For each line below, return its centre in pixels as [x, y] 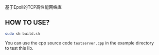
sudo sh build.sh [23, 34]
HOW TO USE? [27, 22]
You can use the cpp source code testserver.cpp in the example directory [79, 43]
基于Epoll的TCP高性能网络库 [33, 7]
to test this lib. [19, 48]
